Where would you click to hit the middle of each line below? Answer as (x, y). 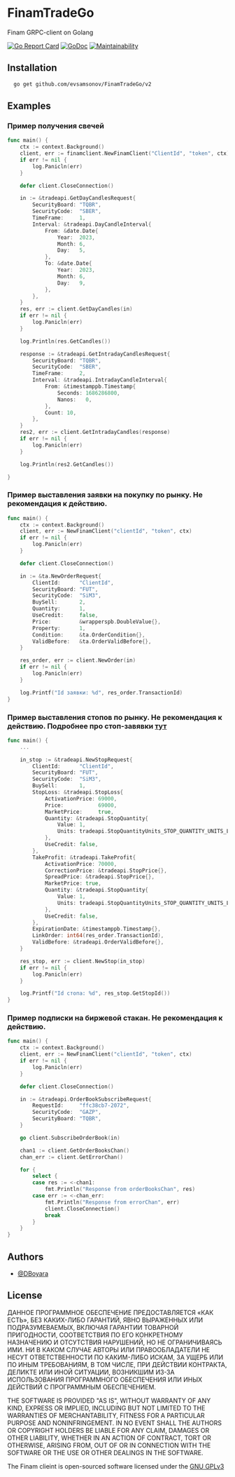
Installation (32, 68)
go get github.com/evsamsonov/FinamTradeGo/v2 (83, 84)
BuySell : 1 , (59, 786)
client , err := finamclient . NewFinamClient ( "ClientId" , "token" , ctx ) (125, 154)
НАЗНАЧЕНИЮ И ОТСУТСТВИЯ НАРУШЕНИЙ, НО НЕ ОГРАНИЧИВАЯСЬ (115, 1342)
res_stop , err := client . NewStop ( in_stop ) (83, 961)
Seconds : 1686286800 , (88, 393)
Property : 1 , (59, 628)
